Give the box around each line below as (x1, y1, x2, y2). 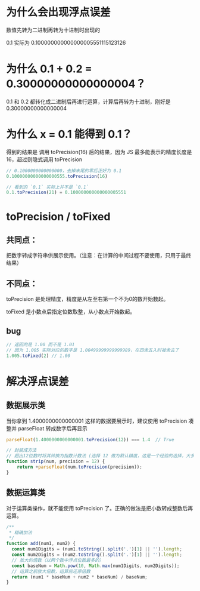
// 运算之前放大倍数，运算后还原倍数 (11, 568, 91, 574)
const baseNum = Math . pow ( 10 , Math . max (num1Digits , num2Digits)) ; (11, 562, 180, 569)
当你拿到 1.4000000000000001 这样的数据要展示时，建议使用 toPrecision (6, 417, 187, 424)
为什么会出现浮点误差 (6, 5, 111, 19)
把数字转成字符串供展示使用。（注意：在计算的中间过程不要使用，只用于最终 (6, 252, 192, 259)
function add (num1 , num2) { (6, 541, 76, 547)
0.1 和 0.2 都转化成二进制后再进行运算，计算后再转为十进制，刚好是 (6, 98, 171, 105)
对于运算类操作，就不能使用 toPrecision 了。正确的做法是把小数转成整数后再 (6, 504, 193, 512)
